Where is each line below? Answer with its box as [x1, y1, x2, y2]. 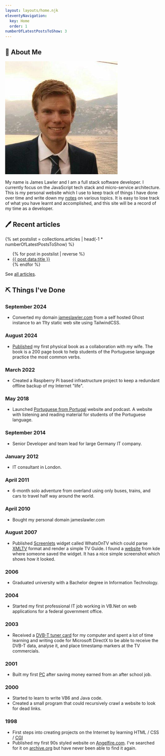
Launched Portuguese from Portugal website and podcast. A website [12, 406, 153, 412]
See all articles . [5, 271, 36, 277]
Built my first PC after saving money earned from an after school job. [12, 671, 152, 677]
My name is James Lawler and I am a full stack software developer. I [5, 179, 144, 185]
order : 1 [9, 24, 28, 29]
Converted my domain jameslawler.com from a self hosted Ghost [12, 314, 144, 320]
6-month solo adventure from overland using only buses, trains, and [12, 488, 151, 494]
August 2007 [5, 529, 37, 536]
